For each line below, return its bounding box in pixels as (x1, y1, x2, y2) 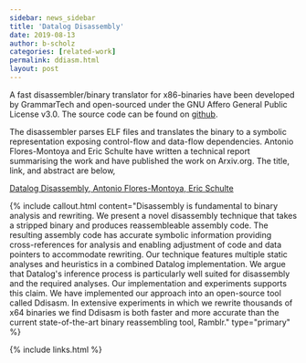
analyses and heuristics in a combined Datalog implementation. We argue (9, 258, 286, 269)
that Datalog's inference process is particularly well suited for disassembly (9, 268, 290, 279)
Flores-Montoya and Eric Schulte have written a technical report (9, 145, 251, 156)
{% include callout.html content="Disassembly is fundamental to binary (9, 200, 279, 211)
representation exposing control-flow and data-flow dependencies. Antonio (9, 136, 294, 147)
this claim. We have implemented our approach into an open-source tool (9, 287, 281, 298)
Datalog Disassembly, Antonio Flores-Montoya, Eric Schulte (9, 182, 235, 193)
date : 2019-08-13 (9, 30, 76, 39)
